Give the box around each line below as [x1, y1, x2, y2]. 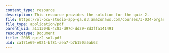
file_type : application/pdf [5, 21, 64, 27]
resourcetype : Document [5, 31, 55, 36]
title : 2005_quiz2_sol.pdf [5, 36, 62, 41]
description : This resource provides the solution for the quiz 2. [5, 12, 150, 17]
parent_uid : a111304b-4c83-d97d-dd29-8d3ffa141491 [5, 26, 114, 31]
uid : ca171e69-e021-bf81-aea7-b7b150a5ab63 [5, 40, 98, 45]
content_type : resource [5, 7, 55, 13]
